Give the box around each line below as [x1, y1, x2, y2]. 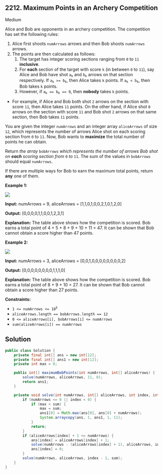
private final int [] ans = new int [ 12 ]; [14, 352, 97, 358]
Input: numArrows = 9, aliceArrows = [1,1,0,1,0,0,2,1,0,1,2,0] [5, 201, 122, 206]
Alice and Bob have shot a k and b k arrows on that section [19, 71, 133, 78]
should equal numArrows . [5, 158, 53, 164]
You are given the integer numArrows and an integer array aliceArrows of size [5, 123, 158, 129]
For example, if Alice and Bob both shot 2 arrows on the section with [12, 98, 149, 104]
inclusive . [19, 61, 40, 67]
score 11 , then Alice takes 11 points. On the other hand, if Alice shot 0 [12, 104, 151, 110]
